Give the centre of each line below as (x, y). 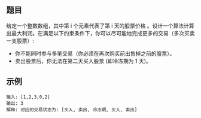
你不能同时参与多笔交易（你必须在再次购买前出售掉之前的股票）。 (95, 53)
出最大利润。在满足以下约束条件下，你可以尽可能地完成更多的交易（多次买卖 (100, 33)
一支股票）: (20, 41)
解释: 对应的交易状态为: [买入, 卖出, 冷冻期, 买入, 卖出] (72, 110)
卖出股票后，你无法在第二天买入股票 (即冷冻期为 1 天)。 (83, 60)
